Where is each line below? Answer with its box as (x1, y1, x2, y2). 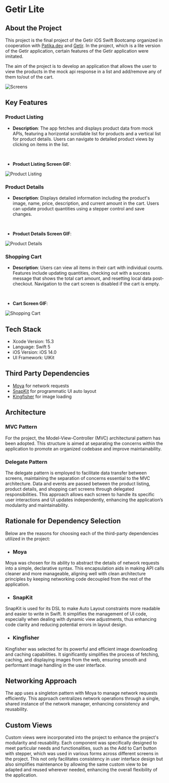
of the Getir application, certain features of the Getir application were (5, 48, 149, 54)
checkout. (12, 281, 34, 287)
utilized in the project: (5, 536, 50, 542)
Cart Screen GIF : (12, 301, 48, 307)
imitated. (5, 53, 24, 59)
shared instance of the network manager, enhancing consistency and (5, 701, 149, 707)
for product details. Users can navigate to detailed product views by (12, 136, 154, 142)
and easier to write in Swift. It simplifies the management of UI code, (5, 611, 148, 617)
